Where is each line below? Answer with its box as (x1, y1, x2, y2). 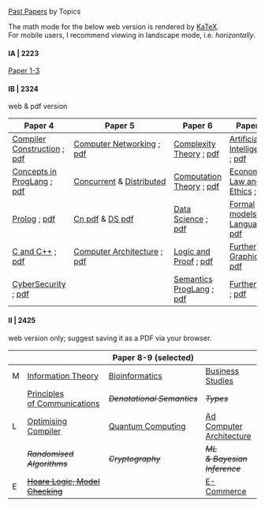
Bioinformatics (108, 370, 162, 381)
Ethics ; (229, 186, 257, 197)
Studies (205, 375, 234, 386)
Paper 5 (105, 120, 136, 131)
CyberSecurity (12, 279, 66, 290)
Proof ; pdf (173, 256, 214, 267)
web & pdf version (8, 102, 68, 111)
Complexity (173, 138, 216, 149)
